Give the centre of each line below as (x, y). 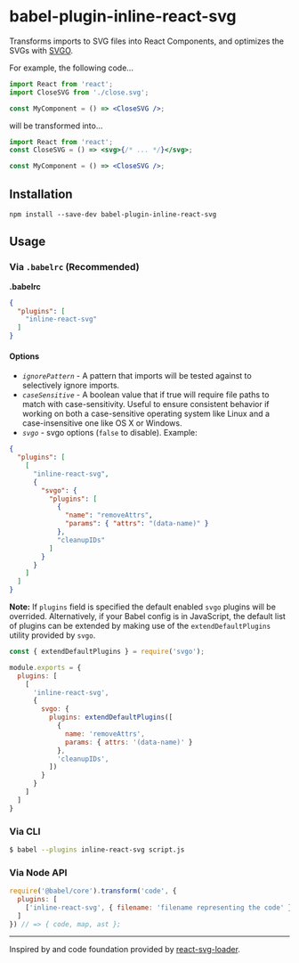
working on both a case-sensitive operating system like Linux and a (145, 414)
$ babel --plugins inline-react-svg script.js (97, 849)
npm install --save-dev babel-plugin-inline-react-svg (113, 215)
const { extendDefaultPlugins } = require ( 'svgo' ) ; (107, 652)
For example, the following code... (71, 68)
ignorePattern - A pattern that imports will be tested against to (137, 376)
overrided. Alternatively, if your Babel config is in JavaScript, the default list (148, 616)
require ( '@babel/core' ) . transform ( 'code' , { (93, 891)
